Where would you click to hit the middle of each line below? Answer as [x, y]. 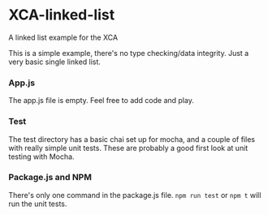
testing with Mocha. [41, 157]
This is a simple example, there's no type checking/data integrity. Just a [129, 53]
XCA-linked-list [62, 15]
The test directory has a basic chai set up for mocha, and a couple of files [132, 139]
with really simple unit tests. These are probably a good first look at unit [128, 148]
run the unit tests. [38, 204]
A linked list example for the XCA [63, 37]
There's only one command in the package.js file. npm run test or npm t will [135, 195]
